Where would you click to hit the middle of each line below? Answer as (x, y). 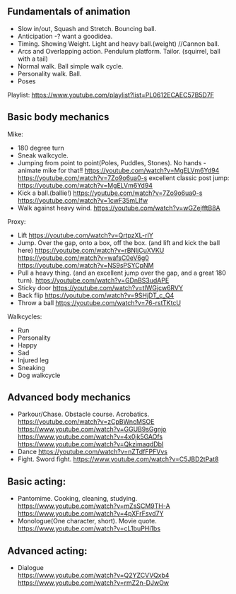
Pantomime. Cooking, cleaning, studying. (77, 499)
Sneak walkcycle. (43, 155)
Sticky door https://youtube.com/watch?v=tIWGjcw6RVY (100, 287)
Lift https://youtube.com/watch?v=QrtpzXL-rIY (85, 235)
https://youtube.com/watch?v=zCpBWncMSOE (86, 422)
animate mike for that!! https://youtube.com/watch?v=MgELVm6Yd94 (118, 170)
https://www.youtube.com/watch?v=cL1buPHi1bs (89, 528)
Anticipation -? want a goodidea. (65, 36)
